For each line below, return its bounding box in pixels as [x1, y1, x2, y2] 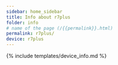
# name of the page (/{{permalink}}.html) [6, 25, 113, 31]
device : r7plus [6, 36, 44, 42]
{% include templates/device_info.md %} [6, 53, 107, 59]
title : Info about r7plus [6, 14, 70, 20]
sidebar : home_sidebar [6, 8, 63, 15]
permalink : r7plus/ [6, 31, 55, 37]
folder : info [6, 19, 39, 25]
